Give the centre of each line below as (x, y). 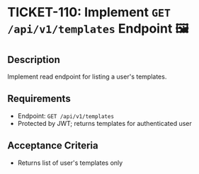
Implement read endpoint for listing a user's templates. (87, 76)
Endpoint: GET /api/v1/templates (66, 116)
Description (34, 60)
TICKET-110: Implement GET (89, 12)
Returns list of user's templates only (70, 163)
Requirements (39, 99)
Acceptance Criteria (53, 146)
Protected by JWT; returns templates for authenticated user (105, 123)
